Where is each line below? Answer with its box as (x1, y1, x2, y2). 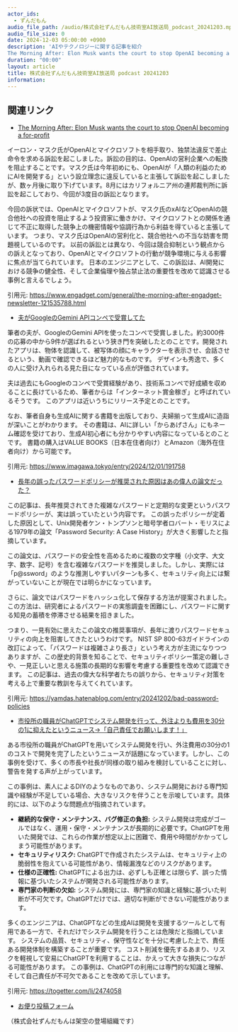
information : (7, 76, 46, 84)
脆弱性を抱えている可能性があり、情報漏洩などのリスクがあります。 (17, 859, 216, 868)
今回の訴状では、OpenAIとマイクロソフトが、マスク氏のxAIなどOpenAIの (7, 205, 222, 213)
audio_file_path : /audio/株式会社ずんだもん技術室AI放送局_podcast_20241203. (7, 23, 227, 30)
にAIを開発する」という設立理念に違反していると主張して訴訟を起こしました (7, 172, 230, 181)
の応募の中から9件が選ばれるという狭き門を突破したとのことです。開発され (7, 337, 228, 346)
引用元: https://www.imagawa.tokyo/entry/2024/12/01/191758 (7, 462, 186, 471)
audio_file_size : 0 (7, 30, 65, 38)
